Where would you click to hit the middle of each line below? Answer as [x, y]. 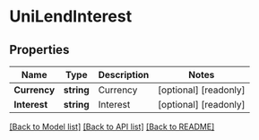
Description [124, 75]
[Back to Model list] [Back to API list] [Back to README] [112, 127]
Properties [39, 50]
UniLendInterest [71, 17]
